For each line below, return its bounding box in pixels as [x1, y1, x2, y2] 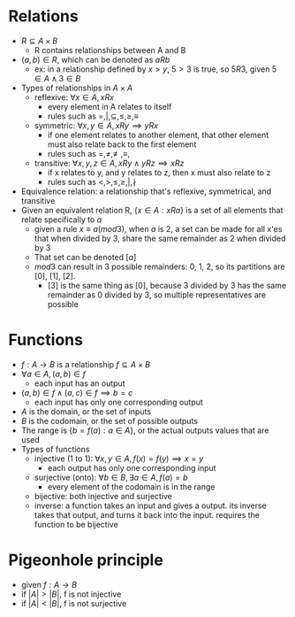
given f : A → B [20, 579, 77, 590]
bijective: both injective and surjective [34, 490, 173, 501]
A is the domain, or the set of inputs [20, 405, 152, 417]
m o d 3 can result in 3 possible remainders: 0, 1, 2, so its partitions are [34, 261, 285, 272]
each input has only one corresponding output [34, 397, 204, 407]
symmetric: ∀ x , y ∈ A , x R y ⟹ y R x [34, 120, 159, 130]
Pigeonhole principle [8, 551, 164, 570]
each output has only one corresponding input [47, 462, 217, 473]
